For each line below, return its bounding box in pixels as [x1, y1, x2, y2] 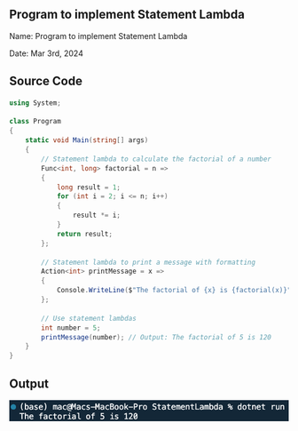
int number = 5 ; [41, 323, 101, 332]
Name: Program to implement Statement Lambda [9, 30, 188, 41]
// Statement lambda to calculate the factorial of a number [41, 155, 272, 164]
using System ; [9, 98, 62, 108]
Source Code [9, 74, 82, 89]
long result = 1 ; [56, 182, 122, 192]
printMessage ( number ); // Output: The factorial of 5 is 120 [41, 332, 272, 341]
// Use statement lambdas [41, 314, 137, 323]
